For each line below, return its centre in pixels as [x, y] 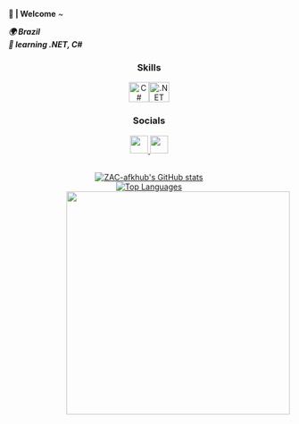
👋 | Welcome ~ [36, 14]
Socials [149, 121]
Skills [149, 67]
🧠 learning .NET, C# [46, 44]
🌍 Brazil [25, 32]
